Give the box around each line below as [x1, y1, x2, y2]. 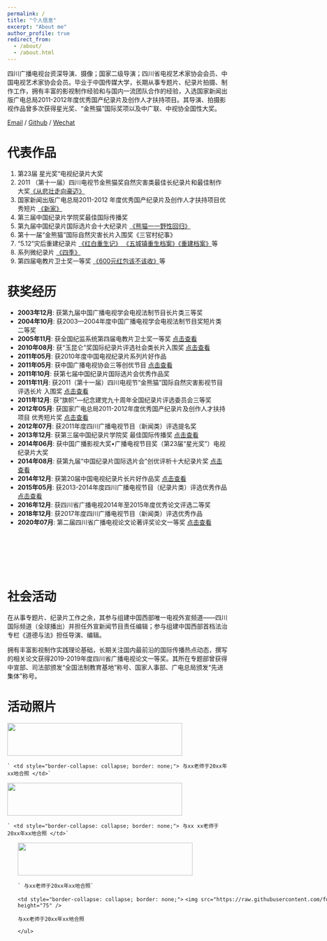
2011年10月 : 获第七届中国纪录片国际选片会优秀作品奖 [17, 369, 170, 378]
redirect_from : [7, 36, 52, 43]
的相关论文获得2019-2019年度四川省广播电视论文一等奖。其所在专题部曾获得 [7, 654, 228, 663]
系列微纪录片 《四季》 [17, 247, 81, 256]
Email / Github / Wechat [7, 118, 75, 127]
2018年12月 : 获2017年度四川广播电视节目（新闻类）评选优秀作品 [17, 509, 203, 517]
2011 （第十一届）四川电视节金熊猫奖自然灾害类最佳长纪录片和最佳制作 [17, 178, 222, 186]
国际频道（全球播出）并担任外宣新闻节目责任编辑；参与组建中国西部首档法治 [7, 622, 228, 630]
